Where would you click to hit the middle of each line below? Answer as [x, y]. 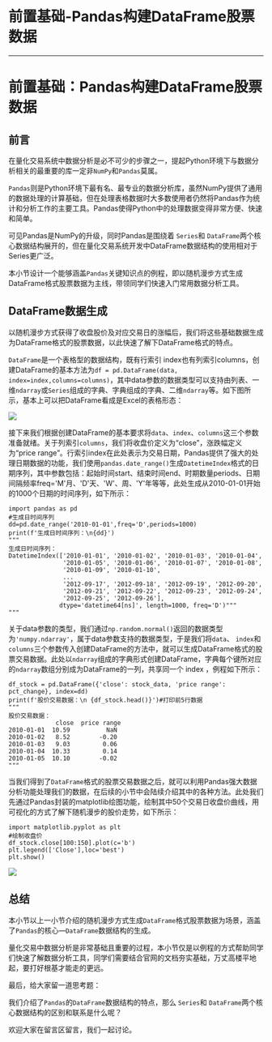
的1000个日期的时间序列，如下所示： [70, 493]
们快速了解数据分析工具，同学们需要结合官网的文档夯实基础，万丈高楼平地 [132, 958]
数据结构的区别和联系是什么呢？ [68, 1012]
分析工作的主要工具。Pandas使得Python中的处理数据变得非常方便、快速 [142, 208]
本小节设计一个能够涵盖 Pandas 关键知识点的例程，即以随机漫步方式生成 [125, 273]
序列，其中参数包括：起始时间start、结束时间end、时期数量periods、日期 [138, 473]
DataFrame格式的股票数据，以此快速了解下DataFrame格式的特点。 [126, 342]
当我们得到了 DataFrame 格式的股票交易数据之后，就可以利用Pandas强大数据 [133, 781]
